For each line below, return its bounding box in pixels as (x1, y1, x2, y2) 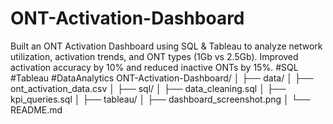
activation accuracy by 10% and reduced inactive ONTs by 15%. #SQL (10, 61, 299, 73)
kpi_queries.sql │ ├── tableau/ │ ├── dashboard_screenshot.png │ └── (10, 93, 311, 105)
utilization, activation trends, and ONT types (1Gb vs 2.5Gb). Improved (10, 50, 299, 62)
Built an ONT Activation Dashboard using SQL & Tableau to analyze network (10, 40, 323, 52)
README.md (10, 103, 63, 116)
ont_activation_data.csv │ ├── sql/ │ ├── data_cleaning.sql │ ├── (10, 82, 287, 94)
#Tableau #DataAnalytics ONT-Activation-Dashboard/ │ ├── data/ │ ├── (10, 72, 314, 84)
